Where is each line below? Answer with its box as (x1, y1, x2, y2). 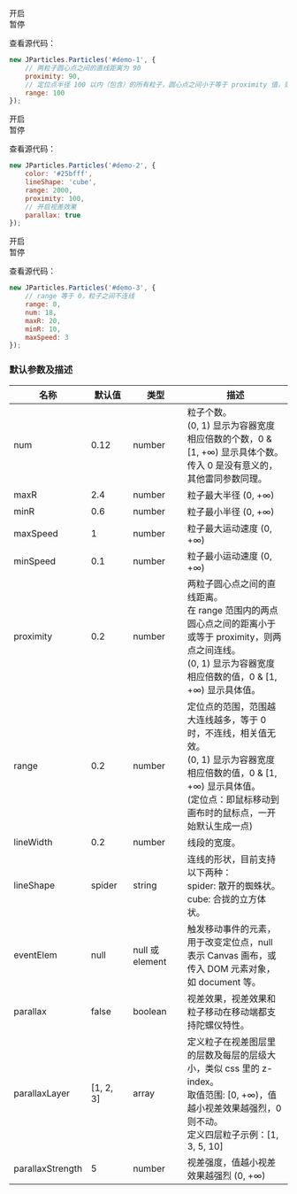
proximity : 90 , (25, 72, 81, 81)
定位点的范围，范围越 (187, 700, 277, 713)
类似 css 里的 (204, 1062, 260, 1075)
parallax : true (25, 211, 81, 220)
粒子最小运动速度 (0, (187, 550, 272, 562)
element (132, 955, 167, 967)
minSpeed (13, 555, 56, 567)
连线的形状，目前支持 (187, 852, 277, 865)
